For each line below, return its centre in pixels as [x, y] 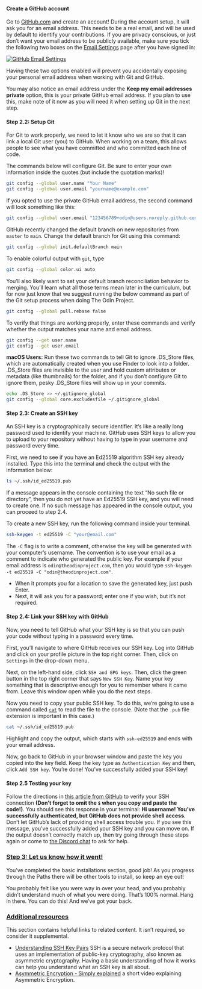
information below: [29, 470]
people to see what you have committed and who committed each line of [96, 148]
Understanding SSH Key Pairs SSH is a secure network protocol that [99, 947]
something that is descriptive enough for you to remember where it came [97, 685]
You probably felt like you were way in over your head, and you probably [96, 888]
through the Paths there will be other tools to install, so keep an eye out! [95, 876]
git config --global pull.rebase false [56, 311]
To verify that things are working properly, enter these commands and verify [101, 323]
